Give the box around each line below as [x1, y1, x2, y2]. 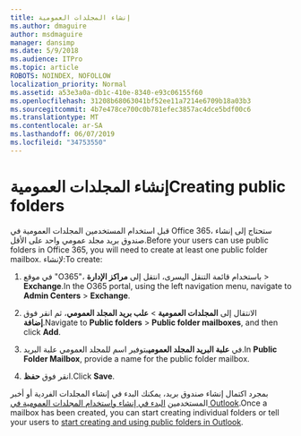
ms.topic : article [10, 64, 79, 73]
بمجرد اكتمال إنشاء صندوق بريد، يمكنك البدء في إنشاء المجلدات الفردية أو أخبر [10, 388, 269, 398]
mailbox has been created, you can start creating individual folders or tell [10, 406, 280, 417]
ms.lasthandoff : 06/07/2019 [10, 130, 116, 139]
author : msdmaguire [10, 30, 83, 38]
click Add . [22, 326, 62, 337]
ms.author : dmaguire [10, 21, 88, 30]
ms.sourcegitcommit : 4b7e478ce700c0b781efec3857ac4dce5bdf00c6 [10, 105, 252, 114]
